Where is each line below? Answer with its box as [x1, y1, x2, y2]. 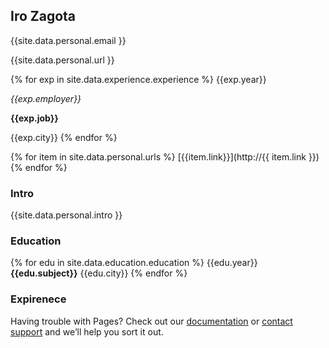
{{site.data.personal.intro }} [10, 209, 123, 221]
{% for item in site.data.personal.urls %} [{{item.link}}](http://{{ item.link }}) [10, 150, 320, 163]
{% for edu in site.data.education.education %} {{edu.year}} [10, 257, 258, 269]
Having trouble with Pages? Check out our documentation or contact [10, 315, 293, 327]
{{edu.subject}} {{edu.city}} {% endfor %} [10, 267, 188, 279]
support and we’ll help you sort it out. [10, 325, 164, 338]
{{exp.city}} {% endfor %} [10, 131, 118, 143]
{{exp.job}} [10, 112, 59, 124]
